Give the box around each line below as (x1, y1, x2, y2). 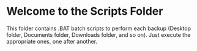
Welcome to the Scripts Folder (6, 4, 163, 18)
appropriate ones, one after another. (6, 37, 98, 45)
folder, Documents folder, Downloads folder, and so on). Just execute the (6, 31, 191, 38)
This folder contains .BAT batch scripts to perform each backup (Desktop (6, 25, 191, 32)
